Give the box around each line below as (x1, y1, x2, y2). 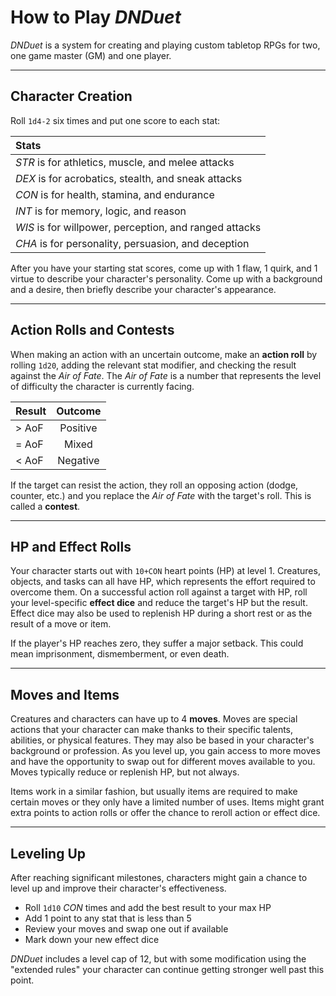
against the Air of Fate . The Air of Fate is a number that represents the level (10, 369, 322, 381)
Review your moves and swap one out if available (24, 923, 229, 935)
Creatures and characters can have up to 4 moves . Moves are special (10, 713, 298, 725)
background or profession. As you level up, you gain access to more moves (10, 745, 321, 757)
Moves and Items (10, 686, 120, 703)
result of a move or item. (10, 618, 112, 630)
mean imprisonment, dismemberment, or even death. (10, 648, 230, 660)
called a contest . (10, 500, 81, 512)
